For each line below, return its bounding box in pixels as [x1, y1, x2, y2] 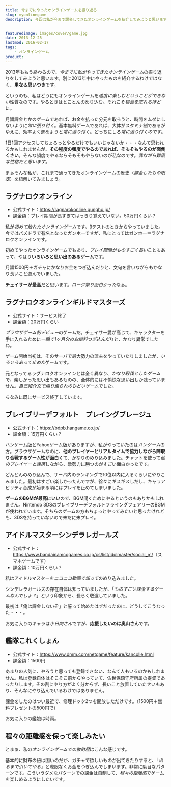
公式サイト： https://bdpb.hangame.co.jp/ [12, 425, 100, 431]
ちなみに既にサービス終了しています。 [5, 394, 85, 400]
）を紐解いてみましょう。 [10, 176, 63, 182]
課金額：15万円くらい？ [12, 431, 62, 437]
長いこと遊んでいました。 [9, 271, 64, 277]
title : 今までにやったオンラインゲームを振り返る [5, 7, 97, 13]
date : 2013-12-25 [5, 35, 42, 41]
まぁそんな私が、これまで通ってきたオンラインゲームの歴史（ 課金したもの [5, 169, 161, 176]
